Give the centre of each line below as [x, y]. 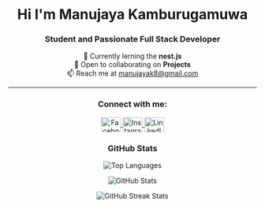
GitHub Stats [132, 148]
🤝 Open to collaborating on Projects [132, 65]
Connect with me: [132, 104]
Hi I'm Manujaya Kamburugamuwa [132, 15]
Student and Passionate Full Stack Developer [132, 39]
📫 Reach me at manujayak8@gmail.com [132, 73]
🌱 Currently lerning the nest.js [132, 56]
